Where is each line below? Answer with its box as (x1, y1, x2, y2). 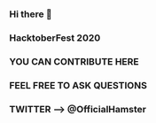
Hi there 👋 (9, 8, 53, 20)
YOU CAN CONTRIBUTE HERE (9, 55, 139, 67)
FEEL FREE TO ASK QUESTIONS (9, 79, 148, 91)
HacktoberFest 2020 (9, 31, 101, 43)
